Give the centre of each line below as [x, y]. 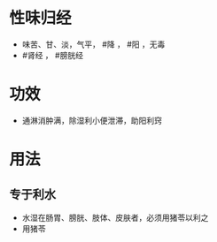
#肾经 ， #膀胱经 [53, 55]
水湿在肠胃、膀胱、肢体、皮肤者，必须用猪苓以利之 [115, 217]
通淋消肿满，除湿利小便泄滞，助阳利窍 [92, 120]
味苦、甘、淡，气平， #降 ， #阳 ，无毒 [93, 44]
